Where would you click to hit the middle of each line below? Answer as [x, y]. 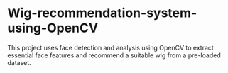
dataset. [20, 62]
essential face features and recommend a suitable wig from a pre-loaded [114, 55]
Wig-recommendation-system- [102, 13]
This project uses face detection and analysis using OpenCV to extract [111, 47]
